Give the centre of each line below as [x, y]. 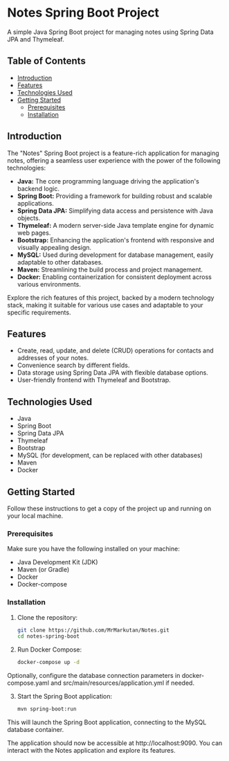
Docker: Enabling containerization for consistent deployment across [114, 277]
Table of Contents [47, 61]
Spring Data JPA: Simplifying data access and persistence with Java [115, 211]
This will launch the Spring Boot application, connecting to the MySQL [107, 722]
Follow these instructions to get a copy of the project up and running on [109, 508]
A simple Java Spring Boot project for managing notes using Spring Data [111, 32]
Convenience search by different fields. [73, 366]
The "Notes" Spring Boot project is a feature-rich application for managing [113, 153]
